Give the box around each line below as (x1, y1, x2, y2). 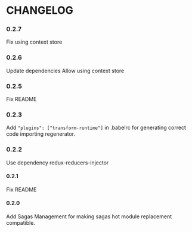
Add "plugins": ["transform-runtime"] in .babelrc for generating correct (6, 124, 187, 132)
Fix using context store (6, 38, 63, 45)
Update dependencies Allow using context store (6, 67, 125, 74)
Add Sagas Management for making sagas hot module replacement (6, 213, 172, 220)
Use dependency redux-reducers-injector (6, 159, 109, 166)
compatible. (6, 219, 36, 227)
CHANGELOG (6, 4, 73, 17)
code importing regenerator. (6, 130, 76, 138)
